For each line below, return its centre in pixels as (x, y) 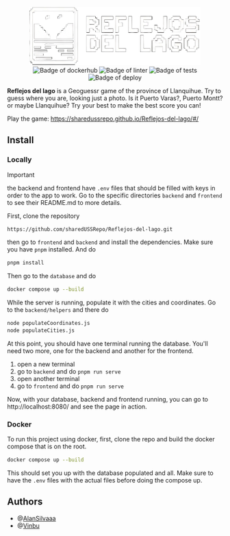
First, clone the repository (43, 216)
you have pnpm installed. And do (51, 249)
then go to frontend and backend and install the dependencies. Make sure (110, 242)
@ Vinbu (28, 525)
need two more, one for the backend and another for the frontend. (100, 351)
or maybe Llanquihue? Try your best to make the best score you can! (104, 105)
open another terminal (48, 378)
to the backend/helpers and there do (58, 310)
